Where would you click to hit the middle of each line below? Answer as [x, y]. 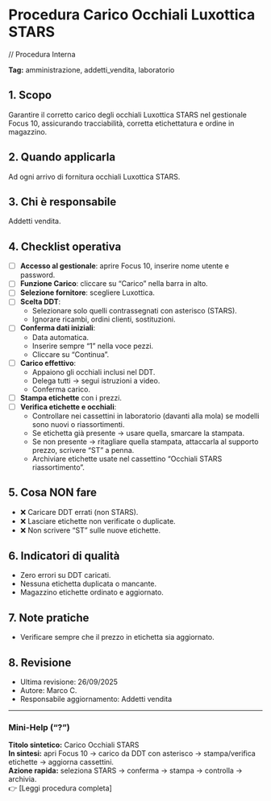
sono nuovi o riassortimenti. [78, 424]
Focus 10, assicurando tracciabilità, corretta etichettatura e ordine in [121, 123]
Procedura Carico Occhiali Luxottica [132, 15]
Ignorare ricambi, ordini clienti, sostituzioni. [104, 319]
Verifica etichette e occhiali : [68, 407]
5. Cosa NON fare [53, 493]
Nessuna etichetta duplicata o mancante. [88, 584]
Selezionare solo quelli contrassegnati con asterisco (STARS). [135, 311]
